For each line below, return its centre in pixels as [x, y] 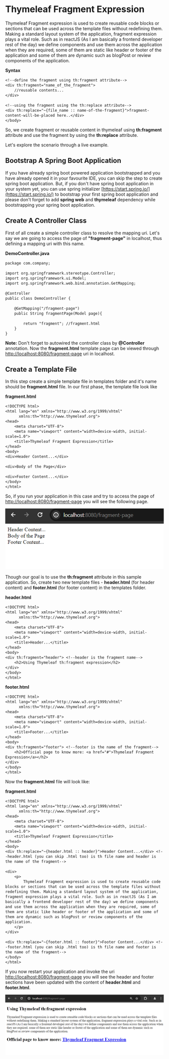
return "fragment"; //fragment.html [62, 323]
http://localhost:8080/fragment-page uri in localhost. [60, 354]
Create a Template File [41, 369]
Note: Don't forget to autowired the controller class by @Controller [75, 343]
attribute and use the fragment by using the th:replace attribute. [72, 135]
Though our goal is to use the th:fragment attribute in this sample [73, 577]
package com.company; [28, 263]
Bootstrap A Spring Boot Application [63, 161]
